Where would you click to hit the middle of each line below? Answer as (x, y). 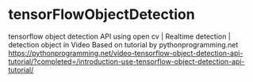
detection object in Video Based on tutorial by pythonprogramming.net (123, 44)
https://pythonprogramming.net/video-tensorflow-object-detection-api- (126, 53)
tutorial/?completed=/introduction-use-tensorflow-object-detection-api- (126, 61)
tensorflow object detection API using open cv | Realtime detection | (120, 36)
